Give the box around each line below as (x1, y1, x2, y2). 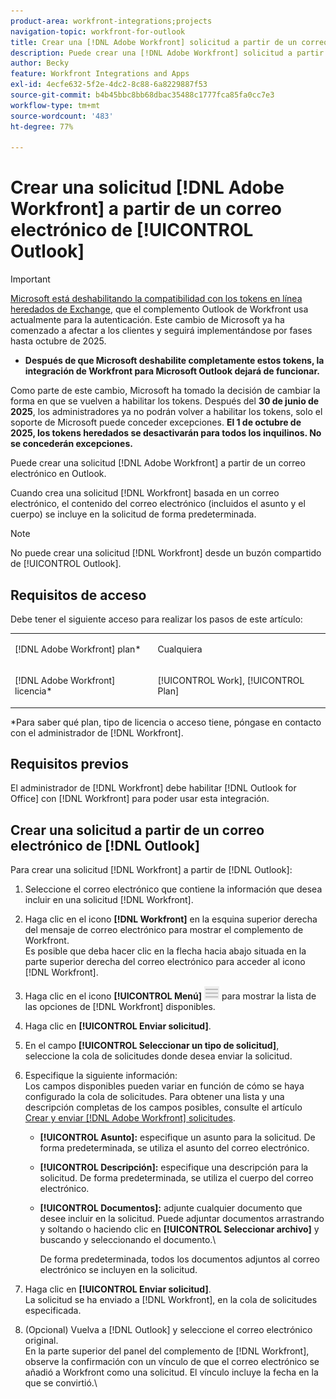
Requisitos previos (10, 755, 129, 772)
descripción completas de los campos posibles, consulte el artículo (24, 1101, 303, 1114)
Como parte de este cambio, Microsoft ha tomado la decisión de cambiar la (10, 385, 321, 397)
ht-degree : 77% (10, 121, 74, 132)
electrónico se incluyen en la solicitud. (39, 1264, 198, 1276)
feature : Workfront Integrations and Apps (10, 69, 190, 79)
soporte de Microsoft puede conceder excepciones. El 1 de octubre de (10, 416, 302, 429)
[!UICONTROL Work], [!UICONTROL (157, 675, 305, 686)
